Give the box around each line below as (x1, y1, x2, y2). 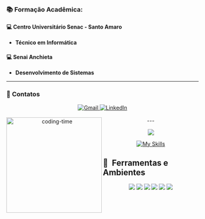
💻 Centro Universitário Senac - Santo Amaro (6, 23, 122, 31)
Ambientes (103, 167, 146, 178)
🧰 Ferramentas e (103, 158, 169, 168)
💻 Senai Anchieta (6, 53, 53, 60)
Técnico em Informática (15, 39, 77, 46)
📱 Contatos (6, 90, 40, 99)
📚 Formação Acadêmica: (6, 5, 83, 13)
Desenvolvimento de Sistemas (15, 69, 95, 76)
